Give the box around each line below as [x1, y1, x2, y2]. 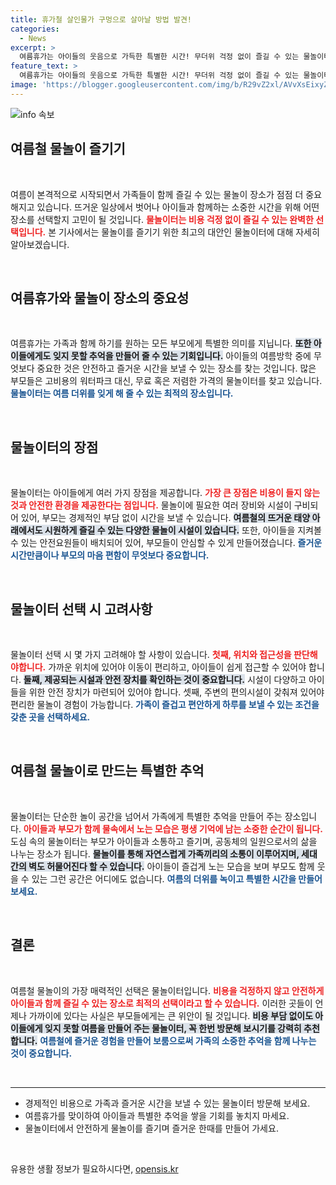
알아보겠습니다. [10, 238, 70, 250]
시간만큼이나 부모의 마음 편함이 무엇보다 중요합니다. [10, 549, 210, 561]
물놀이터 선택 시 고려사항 [10, 601, 153, 618]
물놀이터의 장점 [10, 439, 99, 456]
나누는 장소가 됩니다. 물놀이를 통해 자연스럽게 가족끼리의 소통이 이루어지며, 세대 [10, 847, 318, 860]
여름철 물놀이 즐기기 [10, 141, 126, 158]
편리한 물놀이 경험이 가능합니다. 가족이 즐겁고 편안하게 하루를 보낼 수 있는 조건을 [10, 699, 320, 710]
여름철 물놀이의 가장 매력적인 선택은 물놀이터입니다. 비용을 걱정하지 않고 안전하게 [10, 984, 325, 996]
